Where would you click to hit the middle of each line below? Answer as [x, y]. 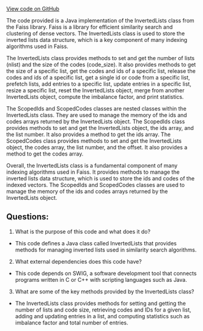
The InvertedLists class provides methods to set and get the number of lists [101, 58]
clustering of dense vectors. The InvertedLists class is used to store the [95, 33]
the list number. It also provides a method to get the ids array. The [88, 134]
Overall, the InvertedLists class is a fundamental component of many [92, 165]
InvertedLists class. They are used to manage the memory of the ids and [97, 115]
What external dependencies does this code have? [78, 261]
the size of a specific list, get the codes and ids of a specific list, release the [101, 71]
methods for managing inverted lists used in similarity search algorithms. [106, 250]
